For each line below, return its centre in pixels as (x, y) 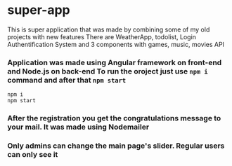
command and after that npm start (67, 80)
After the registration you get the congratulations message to (114, 118)
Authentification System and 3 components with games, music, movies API (116, 44)
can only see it (33, 155)
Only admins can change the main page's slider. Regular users (116, 146)
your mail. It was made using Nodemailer (78, 127)
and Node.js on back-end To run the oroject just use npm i (108, 71)
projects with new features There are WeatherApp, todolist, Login (102, 36)
